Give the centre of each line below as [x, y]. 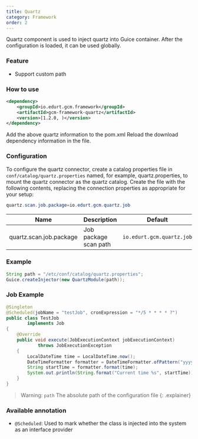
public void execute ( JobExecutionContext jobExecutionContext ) [96, 340]
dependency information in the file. [49, 141]
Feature [17, 61]
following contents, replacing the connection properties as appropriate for [96, 188]
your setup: [20, 194]
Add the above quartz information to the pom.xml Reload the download [92, 135]
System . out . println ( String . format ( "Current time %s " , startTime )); [112, 373]
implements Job [46, 323]
